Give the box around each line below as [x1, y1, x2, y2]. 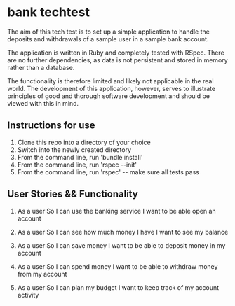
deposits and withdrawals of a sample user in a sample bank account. [7, 34, 209, 43]
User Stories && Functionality [7, 188, 138, 200]
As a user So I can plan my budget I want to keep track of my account [17, 283, 220, 291]
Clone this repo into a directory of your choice [17, 138, 151, 146]
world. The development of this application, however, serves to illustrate [7, 84, 216, 92]
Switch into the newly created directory [17, 145, 132, 154]
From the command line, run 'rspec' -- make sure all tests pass [17, 167, 200, 176]
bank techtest [7, 4, 90, 20]
